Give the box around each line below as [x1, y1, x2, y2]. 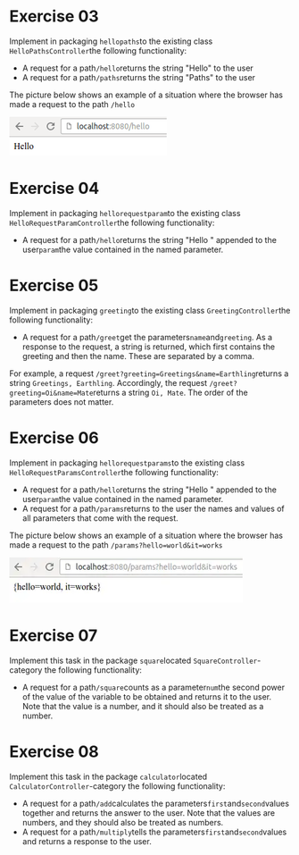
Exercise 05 [9, 275, 99, 296]
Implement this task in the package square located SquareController [9, 655, 258, 666]
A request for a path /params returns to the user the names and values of [21, 503, 286, 514]
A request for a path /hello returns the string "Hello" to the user [21, 63, 254, 73]
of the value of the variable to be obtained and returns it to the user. [21, 691, 272, 702]
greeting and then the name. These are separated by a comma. [21, 350, 254, 361]
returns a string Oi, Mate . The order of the [93, 387, 248, 398]
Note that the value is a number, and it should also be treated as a [21, 700, 264, 711]
